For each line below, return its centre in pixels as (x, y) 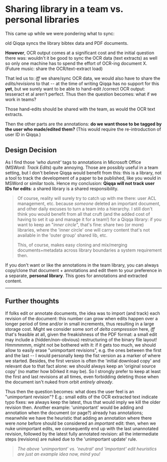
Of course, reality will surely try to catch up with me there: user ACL (87, 198)
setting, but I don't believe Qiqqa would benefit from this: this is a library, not (83, 173)
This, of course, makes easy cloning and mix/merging (72, 245)
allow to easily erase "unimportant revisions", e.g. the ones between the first (83, 350)
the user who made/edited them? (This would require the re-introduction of (83, 129)
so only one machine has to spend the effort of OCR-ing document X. (76, 63)
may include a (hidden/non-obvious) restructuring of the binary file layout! (81, 340)
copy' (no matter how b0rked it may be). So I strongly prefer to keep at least (83, 371)
